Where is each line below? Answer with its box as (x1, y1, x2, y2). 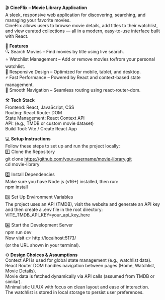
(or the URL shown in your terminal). (5, 242, 80, 248)
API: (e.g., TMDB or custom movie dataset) (5, 120, 94, 126)
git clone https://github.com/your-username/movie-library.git (5, 156, 132, 162)
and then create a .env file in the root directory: (5, 206, 103, 212)
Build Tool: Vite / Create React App (5, 126, 77, 131)
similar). (5, 279, 22, 284)
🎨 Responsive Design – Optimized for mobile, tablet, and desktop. (5, 69, 141, 74)
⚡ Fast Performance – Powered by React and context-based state (5, 74, 141, 80)
